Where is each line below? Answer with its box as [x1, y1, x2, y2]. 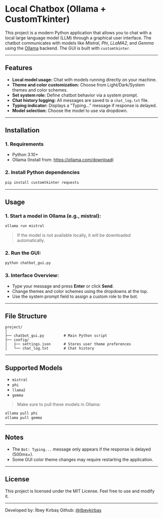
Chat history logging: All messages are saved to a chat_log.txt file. [12, 97, 149, 103]
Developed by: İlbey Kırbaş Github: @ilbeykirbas [5, 507, 102, 513]
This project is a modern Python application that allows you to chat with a [5, 30, 152, 35]
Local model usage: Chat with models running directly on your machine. [12, 77, 157, 82]
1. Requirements [5, 141, 44, 147]
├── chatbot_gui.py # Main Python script [5, 333, 108, 338]
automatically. [16, 238, 45, 243]
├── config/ [5, 338, 29, 342]
